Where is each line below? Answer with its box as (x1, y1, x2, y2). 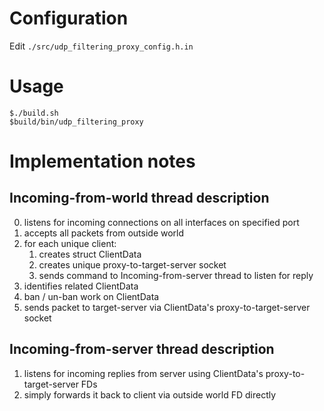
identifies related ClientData (23, 280, 139, 292)
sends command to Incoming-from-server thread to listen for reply (38, 269, 314, 281)
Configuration (9, 7, 129, 30)
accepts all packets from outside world (23, 227, 185, 239)
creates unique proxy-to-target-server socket (38, 258, 227, 271)
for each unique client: (23, 237, 117, 249)
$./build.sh (9, 108, 59, 118)
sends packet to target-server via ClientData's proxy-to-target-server (23, 301, 311, 313)
